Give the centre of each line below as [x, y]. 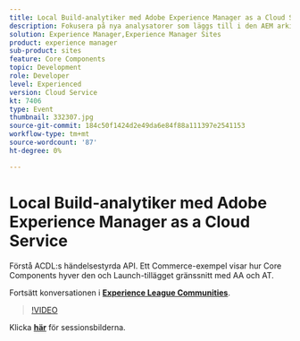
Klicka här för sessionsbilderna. [68, 327]
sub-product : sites [46, 51]
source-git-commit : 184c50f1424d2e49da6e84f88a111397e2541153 [127, 126]
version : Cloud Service [54, 92]
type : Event [31, 109]
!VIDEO [44, 310]
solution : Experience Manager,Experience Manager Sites [115, 34]
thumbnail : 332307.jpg [51, 117]
